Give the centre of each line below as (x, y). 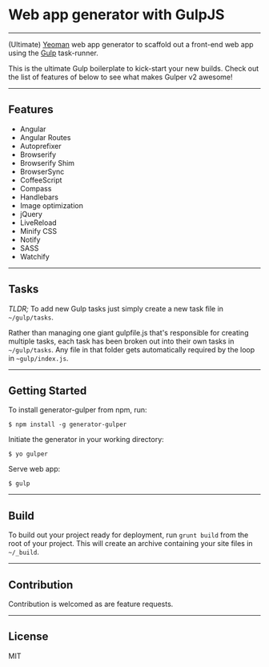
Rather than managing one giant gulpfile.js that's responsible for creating (128, 332)
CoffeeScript (41, 180)
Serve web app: (34, 469)
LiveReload (38, 223)
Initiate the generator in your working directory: (86, 440)
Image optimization (52, 205)
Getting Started (48, 390)
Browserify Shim (47, 163)
